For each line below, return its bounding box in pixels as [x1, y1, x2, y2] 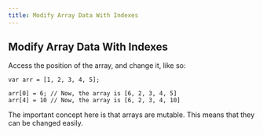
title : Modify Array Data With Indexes [8, 11, 139, 20]
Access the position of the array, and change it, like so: [8, 61, 186, 70]
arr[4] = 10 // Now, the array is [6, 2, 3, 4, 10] [8, 97, 181, 105]
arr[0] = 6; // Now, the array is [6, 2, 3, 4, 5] [8, 90, 177, 98]
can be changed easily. [8, 119, 84, 128]
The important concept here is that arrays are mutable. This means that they [8, 110, 255, 119]
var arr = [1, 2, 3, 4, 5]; [8, 76, 100, 84]
